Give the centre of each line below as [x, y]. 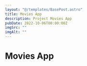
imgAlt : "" [16, 32]
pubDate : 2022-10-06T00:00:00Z [36, 23]
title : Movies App [23, 14]
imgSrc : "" [16, 28]
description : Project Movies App [38, 18]
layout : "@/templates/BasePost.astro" [44, 9]
